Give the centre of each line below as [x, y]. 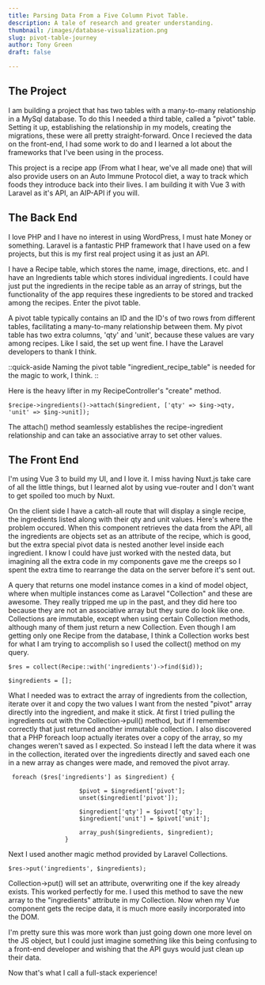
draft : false [30, 52]
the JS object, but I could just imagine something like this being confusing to [132, 941]
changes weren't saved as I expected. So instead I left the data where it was [132, 746]
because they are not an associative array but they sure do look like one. [127, 611]
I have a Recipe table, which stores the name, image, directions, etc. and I [128, 269]
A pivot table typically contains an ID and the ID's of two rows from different [132, 318]
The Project [38, 91]
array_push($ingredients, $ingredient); [146, 833]
